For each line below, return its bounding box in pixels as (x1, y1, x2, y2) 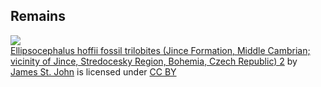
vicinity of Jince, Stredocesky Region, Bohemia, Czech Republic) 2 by (10, 55, 298, 67)
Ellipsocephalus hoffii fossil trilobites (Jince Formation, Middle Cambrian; (10, 44, 311, 56)
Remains (10, 8, 66, 25)
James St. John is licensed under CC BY (10, 65, 177, 78)
